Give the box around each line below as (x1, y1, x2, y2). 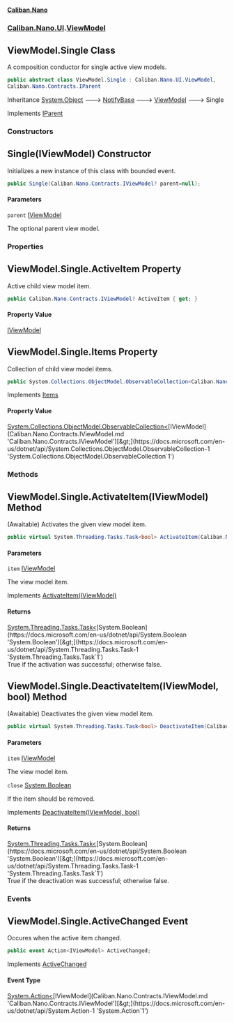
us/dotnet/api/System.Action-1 (7, 1006, 95, 1015)
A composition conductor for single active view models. (7, 63, 167, 71)
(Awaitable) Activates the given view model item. (7, 520, 147, 528)
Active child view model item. (7, 281, 92, 290)
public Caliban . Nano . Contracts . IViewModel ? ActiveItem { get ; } (7, 295, 198, 302)
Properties (7, 242, 44, 251)
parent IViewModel (7, 210, 62, 219)
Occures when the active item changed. (7, 934, 122, 942)
